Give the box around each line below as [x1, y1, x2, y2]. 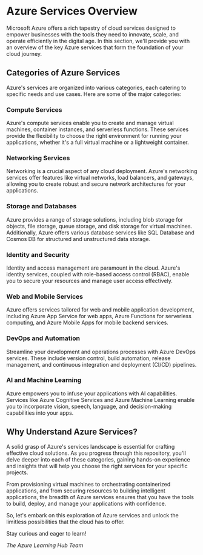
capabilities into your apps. [6, 409, 74, 417]
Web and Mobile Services [6, 292, 84, 301]
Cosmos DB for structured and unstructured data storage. [6, 235, 150, 242]
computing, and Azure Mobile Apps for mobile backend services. [6, 319, 168, 326]
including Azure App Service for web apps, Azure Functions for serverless [6, 313, 192, 320]
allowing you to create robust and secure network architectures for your [6, 180, 186, 188]
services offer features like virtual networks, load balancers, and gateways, [6, 174, 194, 182]
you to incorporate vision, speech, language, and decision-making [6, 403, 172, 410]
